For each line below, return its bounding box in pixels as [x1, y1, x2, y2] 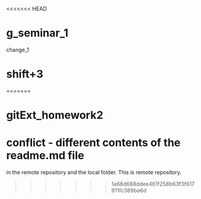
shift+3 [6, 68, 43, 81]
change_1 [6, 46, 29, 53]
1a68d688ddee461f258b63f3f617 [111, 180, 195, 188]
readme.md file [6, 149, 85, 162]
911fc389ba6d [111, 187, 147, 194]
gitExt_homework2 [6, 109, 104, 122]
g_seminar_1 [6, 27, 68, 40]
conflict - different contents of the [6, 136, 181, 150]
